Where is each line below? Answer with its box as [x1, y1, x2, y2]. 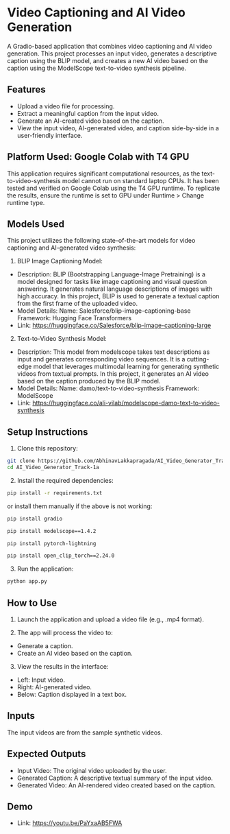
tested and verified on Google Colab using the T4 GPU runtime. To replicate [7, 184, 220, 192]
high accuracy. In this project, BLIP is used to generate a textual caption [16, 292, 220, 300]
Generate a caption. [16, 642, 73, 650]
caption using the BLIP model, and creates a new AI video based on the [7, 56, 209, 64]
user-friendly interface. [16, 131, 83, 139]
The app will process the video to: [16, 629, 113, 636]
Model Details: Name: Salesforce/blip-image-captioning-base [16, 307, 191, 315]
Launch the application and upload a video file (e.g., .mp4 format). [16, 615, 204, 623]
